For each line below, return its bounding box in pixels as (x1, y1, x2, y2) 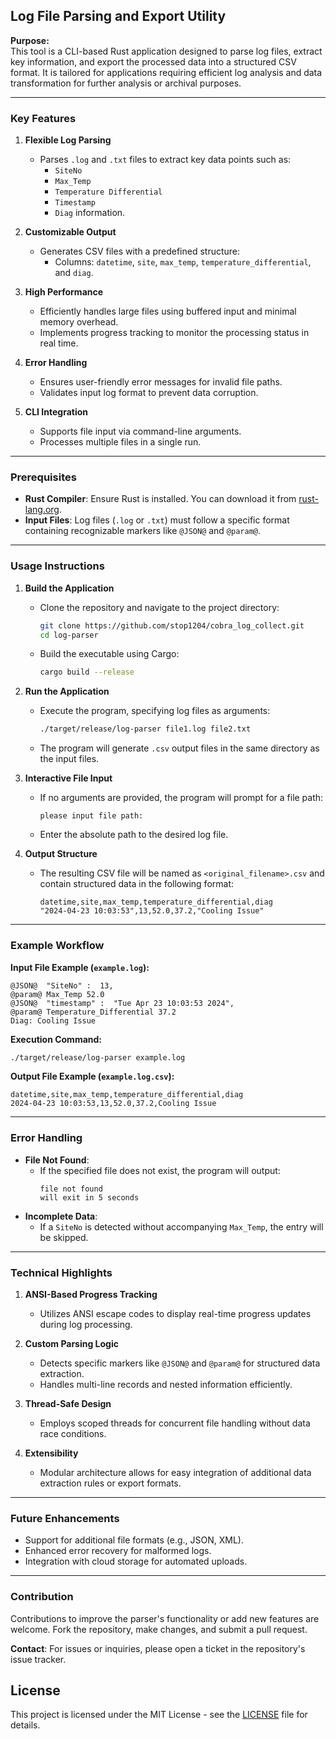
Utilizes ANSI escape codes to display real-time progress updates (39, 1307, 312, 1319)
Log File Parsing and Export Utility (10, 8, 227, 25)
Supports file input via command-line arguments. (39, 425, 242, 438)
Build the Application (24, 582, 115, 594)
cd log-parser (39, 630, 99, 640)
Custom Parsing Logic (24, 1337, 119, 1349)
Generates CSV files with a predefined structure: (39, 245, 241, 258)
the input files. (39, 753, 100, 765)
